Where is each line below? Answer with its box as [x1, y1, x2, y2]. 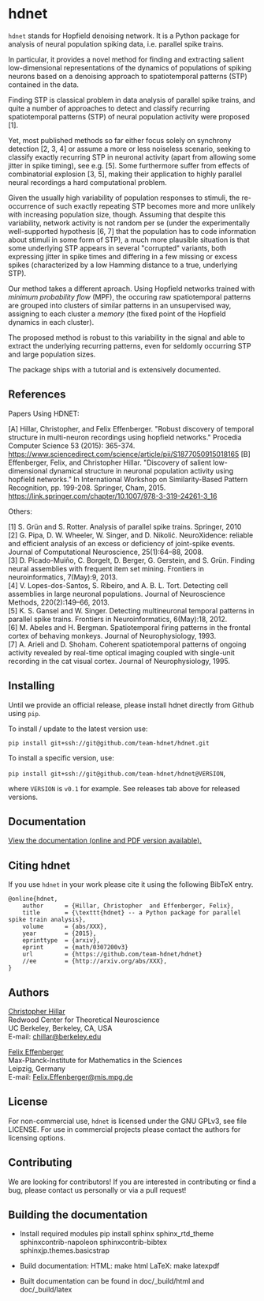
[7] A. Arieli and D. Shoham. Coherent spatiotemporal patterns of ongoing [8, 639, 247, 649]
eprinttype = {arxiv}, [22, 937, 101, 945]
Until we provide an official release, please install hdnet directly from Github [8, 700, 255, 710]
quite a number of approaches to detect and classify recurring [8, 104, 210, 113]
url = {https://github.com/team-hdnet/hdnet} [22, 950, 203, 959]
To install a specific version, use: [8, 752, 114, 763]
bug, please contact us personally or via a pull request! [8, 1185, 187, 1194]
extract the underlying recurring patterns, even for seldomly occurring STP [8, 341, 251, 350]
